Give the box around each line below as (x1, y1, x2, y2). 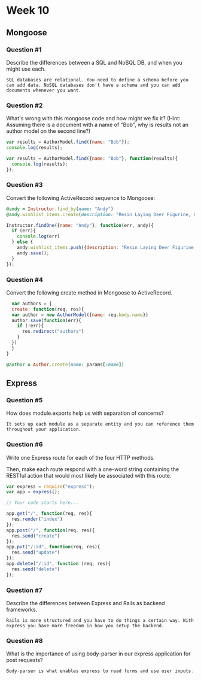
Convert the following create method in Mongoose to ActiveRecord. (6, 289, 173, 296)
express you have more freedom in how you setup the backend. (6, 623, 165, 629)
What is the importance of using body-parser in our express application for (6, 650, 191, 657)
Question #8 (6, 636, 43, 645)
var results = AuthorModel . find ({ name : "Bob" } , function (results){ (6, 155, 178, 162)
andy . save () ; (17, 250, 50, 256)
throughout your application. (6, 426, 82, 433)
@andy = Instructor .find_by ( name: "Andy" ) (6, 206, 114, 212)
